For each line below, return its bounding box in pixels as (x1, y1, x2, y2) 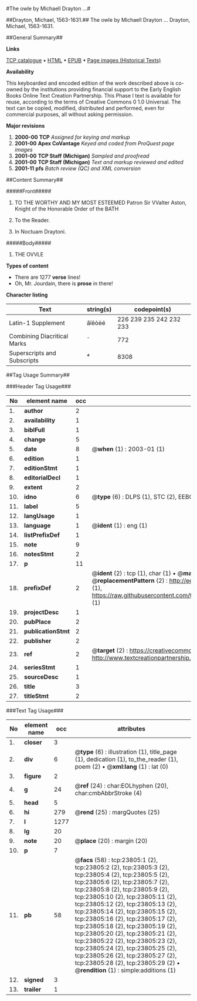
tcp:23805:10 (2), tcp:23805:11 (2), (74, 893, 177, 900)
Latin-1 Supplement (9, 319, 66, 327)
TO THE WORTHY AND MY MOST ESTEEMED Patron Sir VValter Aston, (14, 199, 186, 206)
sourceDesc (24, 673, 59, 681)
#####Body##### (6, 239, 52, 246)
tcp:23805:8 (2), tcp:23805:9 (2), (74, 885, 169, 893)
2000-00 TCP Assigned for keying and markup (14, 134, 130, 141)
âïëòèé (87, 319, 106, 327)
